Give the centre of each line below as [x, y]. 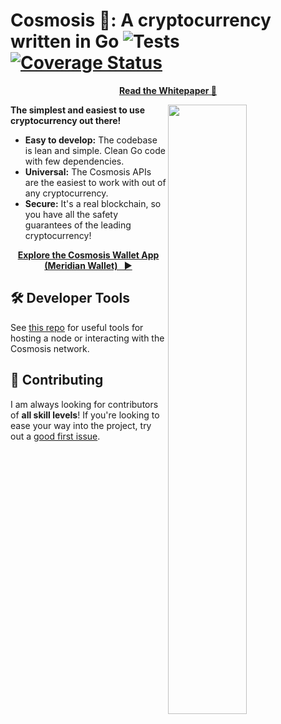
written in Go [65, 41]
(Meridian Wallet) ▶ [88, 265]
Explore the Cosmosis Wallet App [88, 255]
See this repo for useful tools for [77, 327]
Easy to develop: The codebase [91, 140]
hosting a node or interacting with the [87, 338]
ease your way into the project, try [81, 425]
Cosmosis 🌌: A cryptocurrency [141, 20]
